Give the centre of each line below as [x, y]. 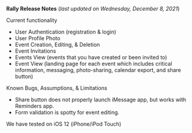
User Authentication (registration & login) [65, 32]
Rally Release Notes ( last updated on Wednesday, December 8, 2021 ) [93, 9]
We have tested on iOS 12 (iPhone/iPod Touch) [64, 124]
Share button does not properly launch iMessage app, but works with [100, 99]
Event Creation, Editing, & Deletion [57, 45]
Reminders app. [34, 106]
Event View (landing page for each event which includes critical [93, 64]
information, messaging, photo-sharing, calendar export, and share [98, 70]
